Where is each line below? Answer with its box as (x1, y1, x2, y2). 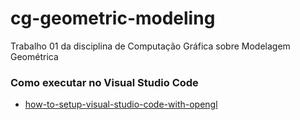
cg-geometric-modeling (10, 7, 216, 30)
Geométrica (10, 50, 59, 62)
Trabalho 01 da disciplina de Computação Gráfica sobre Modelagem (10, 40, 291, 52)
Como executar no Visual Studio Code (10, 75, 199, 89)
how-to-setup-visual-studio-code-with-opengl (24, 98, 218, 111)
